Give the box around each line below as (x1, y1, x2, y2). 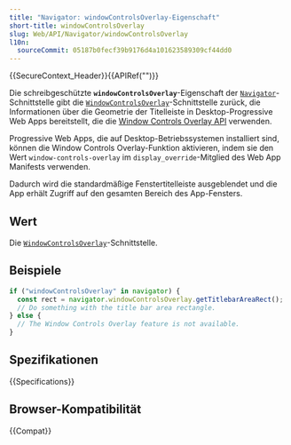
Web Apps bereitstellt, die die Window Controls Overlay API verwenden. (9, 116, 272, 127)
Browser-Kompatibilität (9, 401, 142, 417)
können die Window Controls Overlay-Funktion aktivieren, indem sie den (9, 143, 274, 154)
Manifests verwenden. (9, 162, 91, 172)
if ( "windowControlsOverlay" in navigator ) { (9, 286, 180, 296)
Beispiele (9, 263, 62, 278)
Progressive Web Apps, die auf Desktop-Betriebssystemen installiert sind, (9, 133, 279, 144)
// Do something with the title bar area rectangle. (17, 303, 216, 312)
